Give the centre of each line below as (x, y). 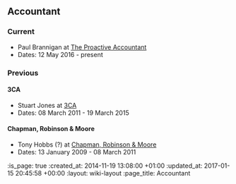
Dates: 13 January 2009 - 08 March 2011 (77, 152)
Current (21, 32)
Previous (23, 73)
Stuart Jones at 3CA (47, 105)
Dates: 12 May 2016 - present (60, 54)
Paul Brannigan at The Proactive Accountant (82, 47)
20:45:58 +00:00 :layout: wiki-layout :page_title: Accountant (103, 173)
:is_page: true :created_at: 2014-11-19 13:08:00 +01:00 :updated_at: (105, 166)
